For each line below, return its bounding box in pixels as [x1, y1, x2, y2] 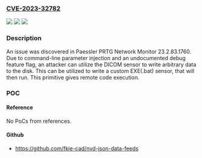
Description [6, 34, 42, 43]
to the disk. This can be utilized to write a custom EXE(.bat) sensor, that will [6, 67, 195, 74]
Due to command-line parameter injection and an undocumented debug [6, 54, 186, 61]
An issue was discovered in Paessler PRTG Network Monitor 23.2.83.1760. [6, 47, 192, 55]
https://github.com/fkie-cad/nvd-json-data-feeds [15, 145, 139, 152]
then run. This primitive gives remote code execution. [6, 74, 140, 81]
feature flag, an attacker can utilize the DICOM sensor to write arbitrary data [6, 61, 197, 68]
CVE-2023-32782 [6, 4, 61, 13]
